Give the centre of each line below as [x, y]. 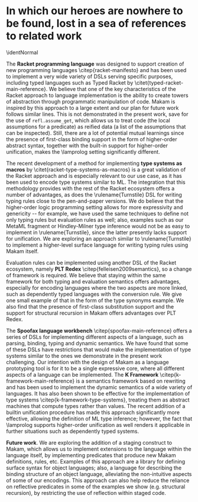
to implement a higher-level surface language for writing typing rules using [97, 245]
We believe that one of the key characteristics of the [112, 89]
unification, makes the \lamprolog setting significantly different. [83, 151]
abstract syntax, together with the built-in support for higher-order [87, 145]
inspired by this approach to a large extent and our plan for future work [92, 108]
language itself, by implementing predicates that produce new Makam [91, 455]
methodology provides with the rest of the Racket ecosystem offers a [90, 188]
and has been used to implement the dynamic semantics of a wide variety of [99, 387]
